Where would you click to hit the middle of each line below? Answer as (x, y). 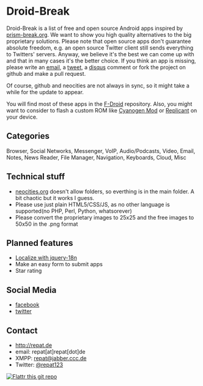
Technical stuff (36, 176)
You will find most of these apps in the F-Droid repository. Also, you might (99, 104)
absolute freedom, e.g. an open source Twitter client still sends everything (100, 48)
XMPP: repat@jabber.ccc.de (51, 358)
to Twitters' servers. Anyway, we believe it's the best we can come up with (100, 54)
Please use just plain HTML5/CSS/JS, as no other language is (92, 204)
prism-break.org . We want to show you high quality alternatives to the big (99, 34)
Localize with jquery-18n (46, 258)
